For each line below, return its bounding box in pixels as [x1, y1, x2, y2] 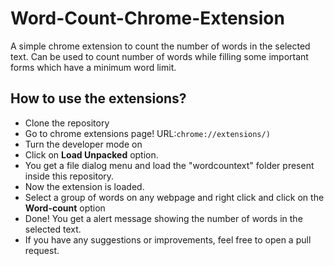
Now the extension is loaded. [24, 180, 145, 192]
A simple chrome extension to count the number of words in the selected [10, 40, 311, 52]
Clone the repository [24, 117, 110, 129]
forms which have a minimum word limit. [10, 61, 177, 73]
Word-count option [24, 202, 106, 214]
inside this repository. [24, 170, 115, 182]
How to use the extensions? [10, 90, 187, 107]
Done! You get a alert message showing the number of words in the [24, 212, 303, 224]
